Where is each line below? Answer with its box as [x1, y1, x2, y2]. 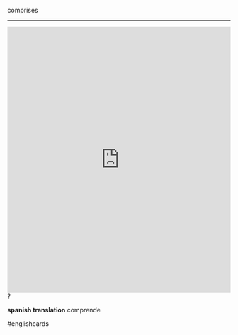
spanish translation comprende [7, 306, 101, 314]
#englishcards [7, 319, 50, 328]
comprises [7, 6, 38, 14]
